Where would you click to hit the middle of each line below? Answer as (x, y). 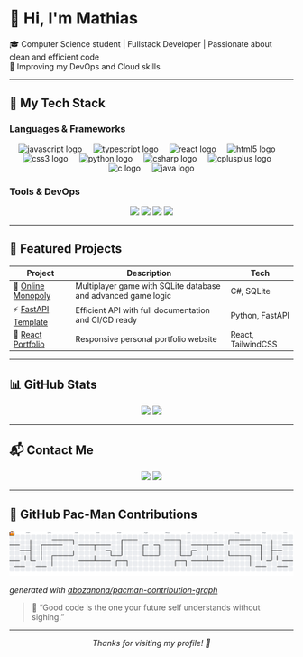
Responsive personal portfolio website (147, 339)
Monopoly (32, 296)
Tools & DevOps (45, 191)
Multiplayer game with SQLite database (148, 286)
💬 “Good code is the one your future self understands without (146, 607)
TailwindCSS (254, 344)
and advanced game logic (123, 296)
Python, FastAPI (260, 315)
